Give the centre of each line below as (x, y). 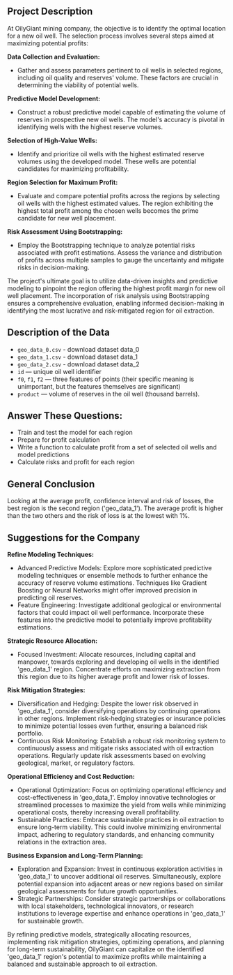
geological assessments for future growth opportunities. (98, 891)
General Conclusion (51, 484)
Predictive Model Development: (54, 98)
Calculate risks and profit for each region (76, 462)
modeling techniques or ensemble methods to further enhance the (113, 576)
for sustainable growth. (50, 921)
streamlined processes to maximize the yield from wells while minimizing (121, 805)
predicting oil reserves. (50, 598)
